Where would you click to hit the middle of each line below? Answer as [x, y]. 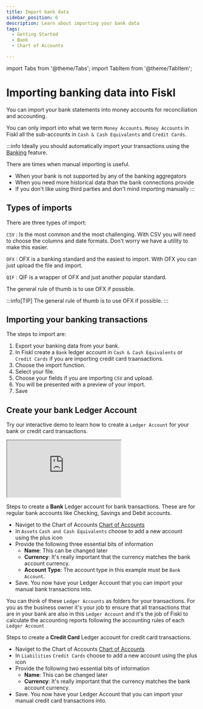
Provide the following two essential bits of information [82, 668]
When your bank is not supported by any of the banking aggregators [101, 176]
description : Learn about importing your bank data [73, 23]
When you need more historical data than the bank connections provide [105, 182]
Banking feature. [27, 152]
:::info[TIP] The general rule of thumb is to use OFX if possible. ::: [87, 300]
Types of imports [39, 208]
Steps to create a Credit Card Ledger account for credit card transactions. [99, 637]
